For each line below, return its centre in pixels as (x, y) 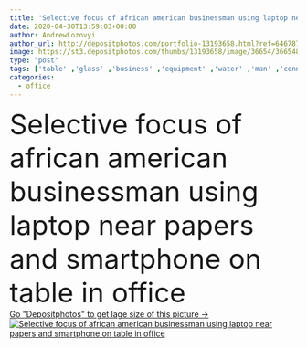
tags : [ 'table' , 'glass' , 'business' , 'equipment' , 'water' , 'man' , (145, 69)
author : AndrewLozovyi (53, 35)
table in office (98, 292)
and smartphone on (136, 258)
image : (22, 52)
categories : (32, 78)
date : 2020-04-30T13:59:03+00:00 (73, 26)
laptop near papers (132, 225)
